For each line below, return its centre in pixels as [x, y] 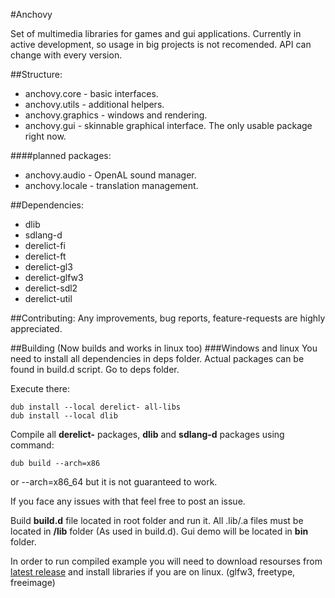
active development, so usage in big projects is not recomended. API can [161, 44]
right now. [45, 136]
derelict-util [48, 298]
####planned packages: [61, 155]
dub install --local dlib [64, 416]
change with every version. [66, 55]
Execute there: [40, 388]
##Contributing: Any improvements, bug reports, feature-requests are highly [168, 318]
